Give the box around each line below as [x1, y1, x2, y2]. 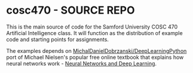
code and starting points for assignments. [6, 36, 109, 43]
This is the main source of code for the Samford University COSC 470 [6, 23, 178, 30]
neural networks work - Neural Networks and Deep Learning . [6, 60, 157, 67]
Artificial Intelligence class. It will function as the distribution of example [6, 29, 183, 36]
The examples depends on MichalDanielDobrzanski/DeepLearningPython [6, 47, 187, 54]
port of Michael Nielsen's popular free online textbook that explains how [6, 53, 184, 61]
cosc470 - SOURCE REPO [6, 4, 136, 17]
